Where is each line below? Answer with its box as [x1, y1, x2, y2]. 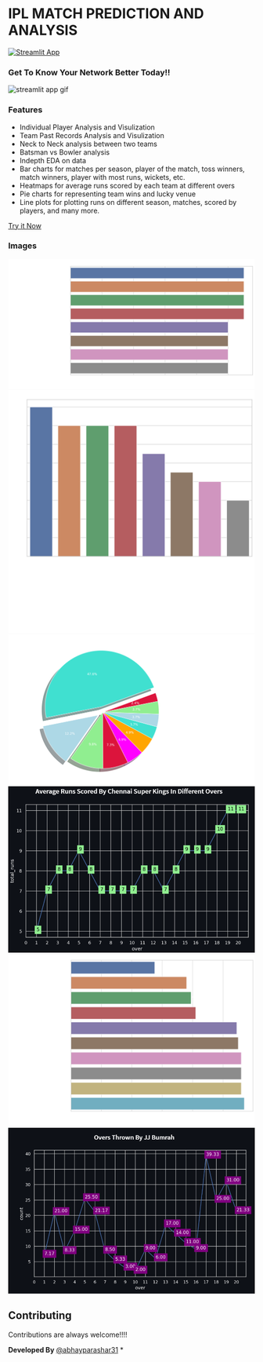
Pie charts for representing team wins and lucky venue [19, 189, 196, 199]
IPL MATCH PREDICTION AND [8, 5, 204, 23]
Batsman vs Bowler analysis [19, 147, 110, 157]
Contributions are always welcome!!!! [8, 1330, 128, 1339]
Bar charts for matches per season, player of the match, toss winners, [19, 164, 245, 173]
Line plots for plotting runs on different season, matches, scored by [19, 197, 237, 206]
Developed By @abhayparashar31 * [8, 1345, 124, 1354]
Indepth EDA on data [19, 155, 87, 165]
